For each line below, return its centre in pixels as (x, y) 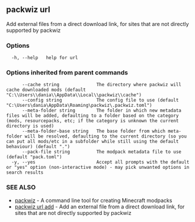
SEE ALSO (21, 187)
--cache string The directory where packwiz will (102, 85)
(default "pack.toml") (34, 157)
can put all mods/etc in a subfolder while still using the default (92, 142)
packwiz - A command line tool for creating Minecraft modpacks (93, 200)
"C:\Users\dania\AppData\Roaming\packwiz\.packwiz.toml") (79, 106)
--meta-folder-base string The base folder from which (94, 131)
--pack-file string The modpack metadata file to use (102, 152)
